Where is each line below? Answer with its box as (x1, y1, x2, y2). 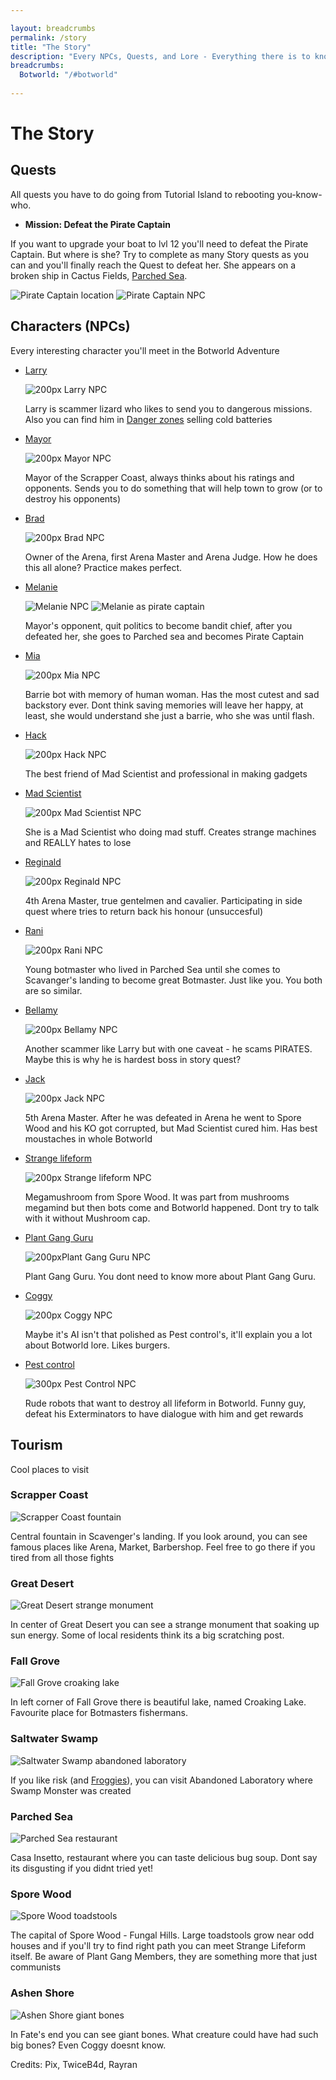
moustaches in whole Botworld (24, 1132, 153, 1145)
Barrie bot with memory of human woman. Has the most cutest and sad (24, 688, 320, 700)
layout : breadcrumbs (10, 23, 97, 33)
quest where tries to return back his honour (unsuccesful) (24, 905, 263, 917)
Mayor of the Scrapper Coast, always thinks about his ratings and (24, 471, 295, 483)
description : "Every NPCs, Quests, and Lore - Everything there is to (10, 51, 311, 61)
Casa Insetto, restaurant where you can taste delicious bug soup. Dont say (10, 1851, 318, 1863)
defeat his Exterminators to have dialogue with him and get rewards (24, 1407, 304, 1420)
